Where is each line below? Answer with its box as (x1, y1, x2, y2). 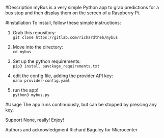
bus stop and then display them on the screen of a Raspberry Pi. (5, 10, 141, 16)
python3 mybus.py (12, 93, 50, 98)
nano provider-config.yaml (12, 78, 70, 83)
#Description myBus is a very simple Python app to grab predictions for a (5, 5, 159, 10)
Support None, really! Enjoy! (5, 117, 65, 123)
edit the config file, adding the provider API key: (12, 73, 113, 79)
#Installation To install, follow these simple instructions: (5, 20, 121, 26)
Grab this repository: (12, 30, 56, 35)
